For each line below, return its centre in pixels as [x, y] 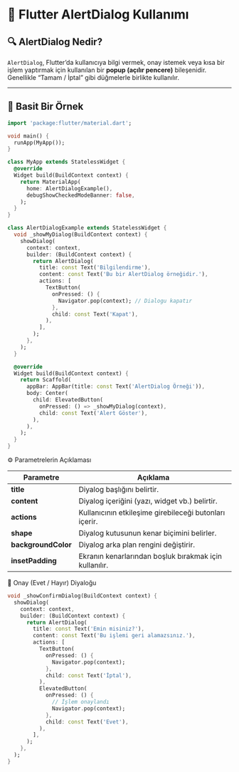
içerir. [88, 522]
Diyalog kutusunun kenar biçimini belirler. [148, 533]
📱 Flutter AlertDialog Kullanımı [98, 15]
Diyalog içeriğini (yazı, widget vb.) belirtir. [148, 501]
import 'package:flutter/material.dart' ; [70, 123]
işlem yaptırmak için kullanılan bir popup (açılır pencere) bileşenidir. [107, 70]
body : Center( [47, 393]
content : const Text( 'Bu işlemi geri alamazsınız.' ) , [114, 636]
